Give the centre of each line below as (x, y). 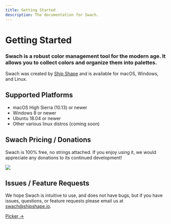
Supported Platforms (39, 95)
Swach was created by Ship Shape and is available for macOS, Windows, (82, 73)
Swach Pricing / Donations (48, 140)
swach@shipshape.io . (28, 206)
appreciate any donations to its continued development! (64, 158)
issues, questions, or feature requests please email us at (64, 201)
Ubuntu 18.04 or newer (37, 118)
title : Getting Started (31, 10)
